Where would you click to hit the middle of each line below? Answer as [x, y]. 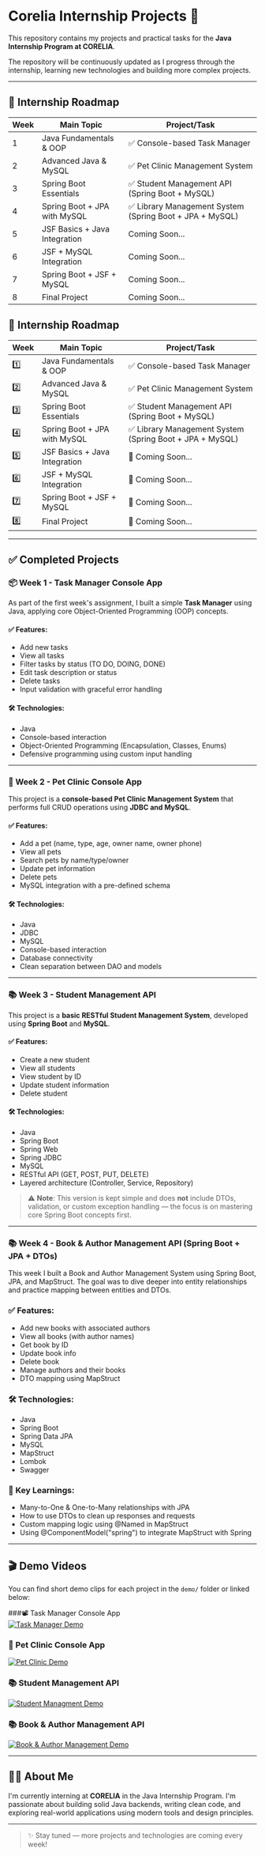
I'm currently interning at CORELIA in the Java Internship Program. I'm [122, 1796]
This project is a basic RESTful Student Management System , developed [128, 1015]
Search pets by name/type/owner [74, 860]
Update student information [64, 1085]
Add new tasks [44, 647]
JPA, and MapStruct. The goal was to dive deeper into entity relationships [128, 1282]
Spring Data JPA [46, 1436]
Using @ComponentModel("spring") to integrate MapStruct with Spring [136, 1533]
